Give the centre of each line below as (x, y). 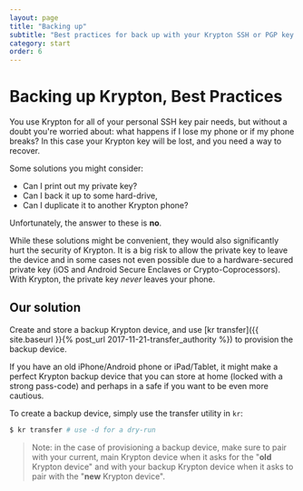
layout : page (34, 18)
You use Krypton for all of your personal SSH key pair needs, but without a (148, 122)
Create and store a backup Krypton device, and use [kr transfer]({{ (134, 329)
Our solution (45, 308)
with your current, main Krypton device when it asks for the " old (151, 456)
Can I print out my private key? (80, 186)
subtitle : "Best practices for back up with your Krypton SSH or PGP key (152, 35)
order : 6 (26, 52)
